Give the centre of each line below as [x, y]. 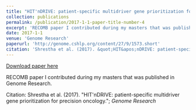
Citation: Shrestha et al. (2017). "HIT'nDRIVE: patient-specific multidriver [93, 94]
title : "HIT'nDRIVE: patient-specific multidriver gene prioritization [95, 11]
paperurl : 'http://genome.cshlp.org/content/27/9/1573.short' [83, 44]
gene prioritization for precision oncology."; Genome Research [81, 101]
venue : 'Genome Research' [37, 38]
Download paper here [32, 66]
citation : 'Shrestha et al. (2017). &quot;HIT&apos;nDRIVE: [81, 49]
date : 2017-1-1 [24, 33]
